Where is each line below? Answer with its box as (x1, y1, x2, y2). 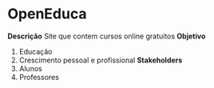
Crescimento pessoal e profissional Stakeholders (18, 55, 183, 65)
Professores (18, 72, 59, 82)
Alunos (18, 63, 43, 73)
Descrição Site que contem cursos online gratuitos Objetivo (7, 31, 206, 41)
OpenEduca (7, 5, 87, 23)
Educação (18, 46, 53, 56)
